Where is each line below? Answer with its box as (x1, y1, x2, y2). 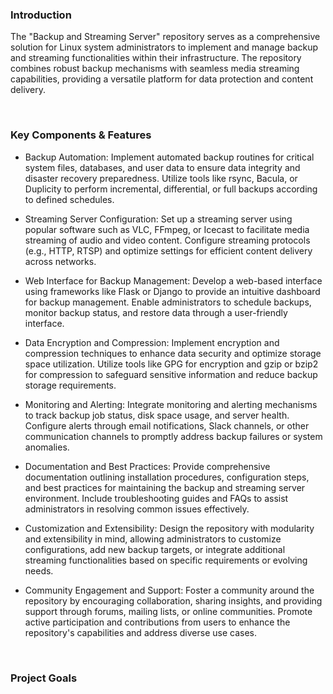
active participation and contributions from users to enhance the (24, 616, 291, 628)
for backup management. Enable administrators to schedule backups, (24, 296, 312, 308)
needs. (24, 564, 54, 577)
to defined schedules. (24, 193, 115, 205)
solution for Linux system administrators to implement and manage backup (10, 41, 319, 53)
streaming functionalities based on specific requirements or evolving (24, 554, 308, 566)
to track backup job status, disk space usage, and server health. (24, 409, 290, 421)
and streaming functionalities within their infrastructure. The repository (10, 52, 302, 64)
